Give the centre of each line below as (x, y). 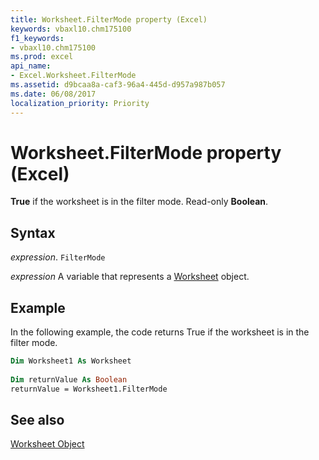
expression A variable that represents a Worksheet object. (130, 277)
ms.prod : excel (42, 57)
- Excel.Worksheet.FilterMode (73, 76)
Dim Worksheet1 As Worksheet (71, 361)
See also (37, 419)
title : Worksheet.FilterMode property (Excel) (109, 19)
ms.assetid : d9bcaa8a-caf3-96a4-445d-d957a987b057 (118, 85)
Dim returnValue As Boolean (69, 379)
